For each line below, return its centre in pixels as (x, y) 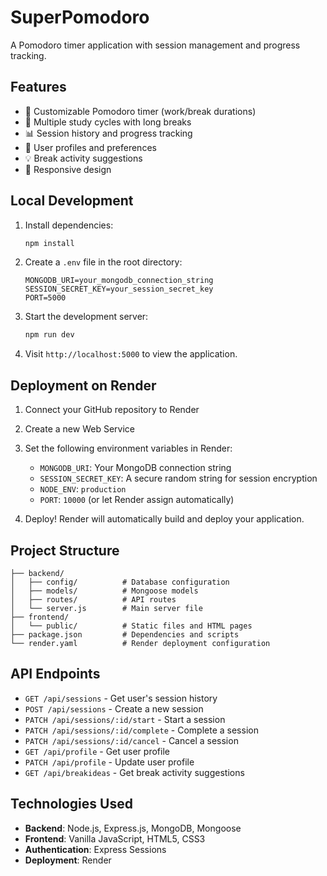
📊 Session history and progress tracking (108, 133)
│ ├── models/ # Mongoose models (104, 591)
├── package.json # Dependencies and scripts (125, 634)
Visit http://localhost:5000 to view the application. (131, 354)
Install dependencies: (69, 225)
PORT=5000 (45, 298)
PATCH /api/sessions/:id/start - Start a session (125, 719)
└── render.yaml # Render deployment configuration (140, 643)
